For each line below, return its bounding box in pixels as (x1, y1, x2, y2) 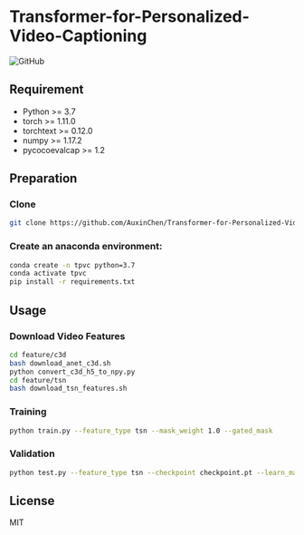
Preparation (9, 170, 78, 187)
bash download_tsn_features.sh (9, 384, 128, 394)
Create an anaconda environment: (9, 240, 163, 253)
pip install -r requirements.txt (9, 277, 136, 287)
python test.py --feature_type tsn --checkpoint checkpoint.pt (9, 468, 253, 477)
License (9, 493, 55, 509)
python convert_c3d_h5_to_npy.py (9, 367, 136, 376)
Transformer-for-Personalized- (9, 6, 251, 27)
